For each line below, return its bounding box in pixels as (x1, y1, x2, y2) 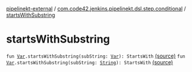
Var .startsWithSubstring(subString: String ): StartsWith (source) (6, 58, 173, 65)
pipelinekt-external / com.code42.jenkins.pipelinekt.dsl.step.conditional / (6, 5, 187, 12)
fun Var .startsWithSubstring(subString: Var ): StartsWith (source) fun (6, 52, 185, 59)
